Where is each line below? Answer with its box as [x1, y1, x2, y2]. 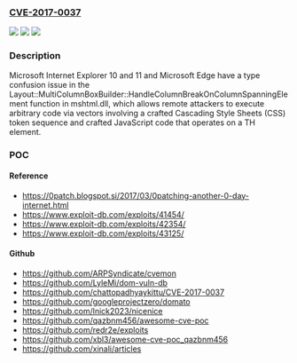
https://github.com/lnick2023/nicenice [21, 305, 163, 316]
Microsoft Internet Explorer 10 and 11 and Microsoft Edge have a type [9, 69, 261, 81]
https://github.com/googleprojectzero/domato [21, 296, 191, 307]
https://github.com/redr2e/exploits [21, 324, 149, 335]
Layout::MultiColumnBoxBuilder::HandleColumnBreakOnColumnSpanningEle [9, 89, 288, 99]
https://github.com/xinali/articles [21, 343, 142, 354]
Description [9, 50, 61, 62]
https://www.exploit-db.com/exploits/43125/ [21, 228, 184, 239]
